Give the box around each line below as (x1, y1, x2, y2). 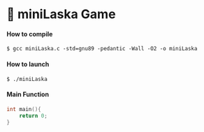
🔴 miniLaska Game (6, 6, 116, 22)
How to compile (6, 29, 53, 38)
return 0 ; (19, 112, 48, 119)
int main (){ (6, 105, 41, 112)
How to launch (6, 59, 50, 68)
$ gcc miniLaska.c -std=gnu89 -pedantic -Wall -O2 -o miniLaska (6, 45, 198, 52)
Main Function (6, 90, 50, 98)
